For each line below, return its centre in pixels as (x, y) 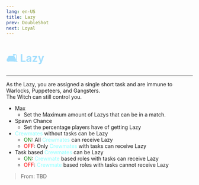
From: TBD (34, 176)
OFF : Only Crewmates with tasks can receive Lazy (85, 146)
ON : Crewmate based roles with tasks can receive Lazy (91, 159)
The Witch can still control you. (44, 97)
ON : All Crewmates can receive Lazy (68, 140)
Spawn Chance (33, 121)
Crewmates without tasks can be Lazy (61, 134)
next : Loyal (21, 28)
